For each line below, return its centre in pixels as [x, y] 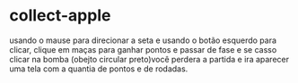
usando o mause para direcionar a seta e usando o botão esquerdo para [143, 40]
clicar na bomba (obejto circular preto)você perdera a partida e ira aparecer [149, 59]
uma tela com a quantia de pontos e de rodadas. [99, 69]
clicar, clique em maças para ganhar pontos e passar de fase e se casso [143, 49]
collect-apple [60, 16]
